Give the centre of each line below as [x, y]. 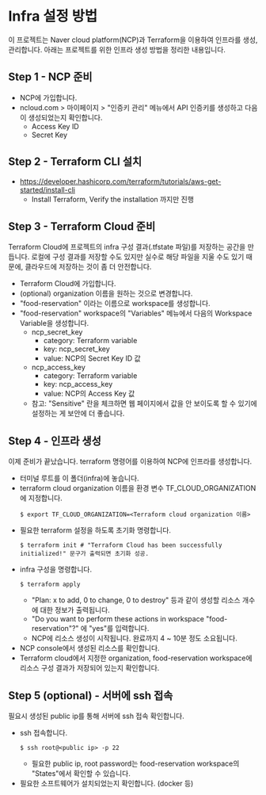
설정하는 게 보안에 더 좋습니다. [78, 414]
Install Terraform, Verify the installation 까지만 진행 [112, 199]
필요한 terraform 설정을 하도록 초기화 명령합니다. [95, 530]
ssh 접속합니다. [44, 733]
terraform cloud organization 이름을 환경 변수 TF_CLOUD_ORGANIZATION [138, 488]
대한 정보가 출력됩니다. [75, 610]
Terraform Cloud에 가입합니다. [68, 284]
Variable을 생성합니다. [54, 323]
